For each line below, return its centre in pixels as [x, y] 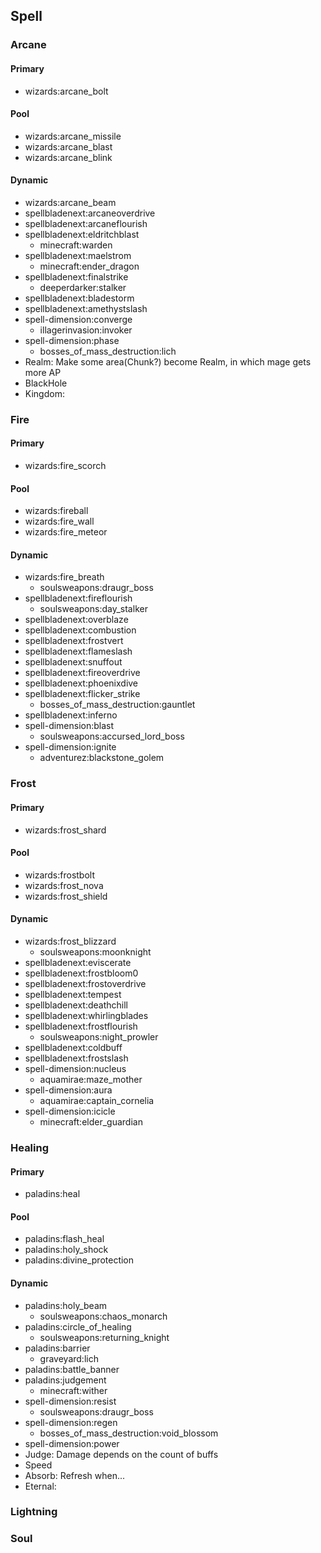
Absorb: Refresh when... [75, 1475]
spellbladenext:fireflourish [78, 598]
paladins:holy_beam [66, 1305]
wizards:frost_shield [66, 896]
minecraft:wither [73, 1390]
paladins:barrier [57, 1348]
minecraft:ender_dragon [89, 266]
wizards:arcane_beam [70, 202]
